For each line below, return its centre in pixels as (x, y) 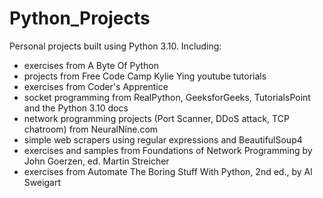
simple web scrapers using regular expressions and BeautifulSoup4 (163, 139)
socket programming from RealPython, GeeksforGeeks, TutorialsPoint (167, 97)
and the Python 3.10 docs (76, 108)
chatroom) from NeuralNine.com (91, 129)
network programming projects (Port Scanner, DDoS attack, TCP (156, 118)
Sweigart (42, 182)
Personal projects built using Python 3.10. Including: (115, 46)
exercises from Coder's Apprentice (96, 86)
